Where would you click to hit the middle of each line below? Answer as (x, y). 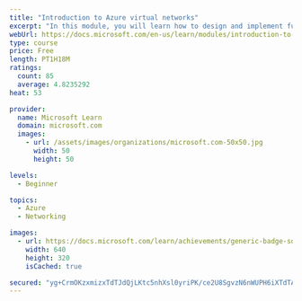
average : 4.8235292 (54, 84)
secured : (26, 283)
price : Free (31, 51)
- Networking (42, 217)
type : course (34, 43)
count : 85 (36, 76)
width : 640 (46, 249)
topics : (24, 200)
